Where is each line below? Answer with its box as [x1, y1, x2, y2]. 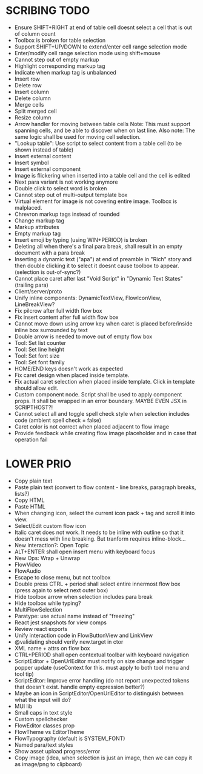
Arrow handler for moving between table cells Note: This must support [14, 120, 191, 127]
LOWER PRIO [5, 457, 72, 471]
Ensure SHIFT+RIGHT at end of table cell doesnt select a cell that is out [14, 24, 192, 31]
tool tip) [14, 670, 34, 678]
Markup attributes [14, 223, 59, 230]
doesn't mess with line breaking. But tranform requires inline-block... [14, 535, 186, 542]
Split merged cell [14, 107, 57, 115]
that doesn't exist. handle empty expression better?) [14, 683, 145, 690]
